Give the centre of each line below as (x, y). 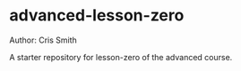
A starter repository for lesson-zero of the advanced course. (121, 57)
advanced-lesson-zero (97, 16)
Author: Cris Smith (43, 40)
